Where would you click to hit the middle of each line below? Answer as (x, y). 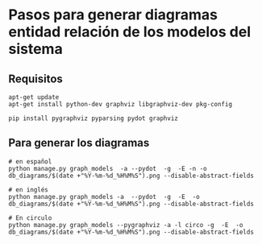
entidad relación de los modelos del (130, 32)
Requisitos (35, 79)
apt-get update (34, 97)
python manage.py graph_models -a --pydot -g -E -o (104, 196)
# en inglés (28, 190)
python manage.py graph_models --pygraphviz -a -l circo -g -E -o (126, 225)
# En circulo (30, 218)
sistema (35, 49)
